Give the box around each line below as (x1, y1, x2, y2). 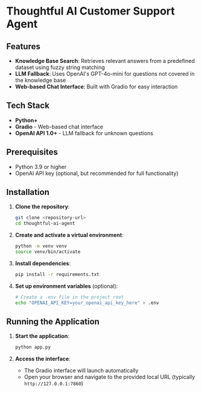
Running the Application (6, 316, 100, 326)
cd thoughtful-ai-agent (15, 220, 76, 226)
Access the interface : (15, 355, 71, 363)
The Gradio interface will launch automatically (24, 367, 139, 374)
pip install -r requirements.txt (15, 271, 100, 277)
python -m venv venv (15, 243, 67, 249)
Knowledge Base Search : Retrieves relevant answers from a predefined (15, 58, 195, 64)
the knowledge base (15, 77, 67, 84)
